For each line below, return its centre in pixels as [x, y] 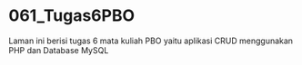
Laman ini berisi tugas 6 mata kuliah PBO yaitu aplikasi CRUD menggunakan [151, 41]
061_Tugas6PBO [72, 16]
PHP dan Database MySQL [59, 50]
